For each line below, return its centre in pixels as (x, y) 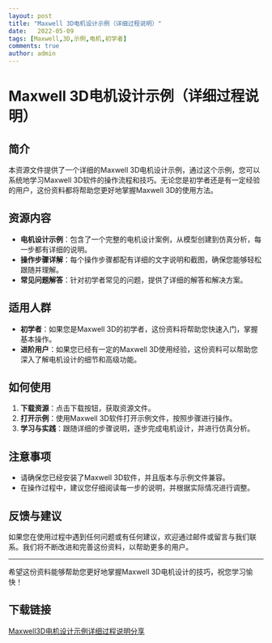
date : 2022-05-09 (41, 31)
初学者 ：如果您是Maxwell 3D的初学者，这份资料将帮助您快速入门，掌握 (139, 328)
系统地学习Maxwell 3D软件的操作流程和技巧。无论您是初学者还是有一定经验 (134, 180)
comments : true (34, 46)
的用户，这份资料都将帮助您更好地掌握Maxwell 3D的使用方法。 (113, 190)
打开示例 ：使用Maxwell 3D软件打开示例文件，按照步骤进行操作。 (128, 418)
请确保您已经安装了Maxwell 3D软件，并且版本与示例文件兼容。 (125, 478)
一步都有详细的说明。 (55, 249)
